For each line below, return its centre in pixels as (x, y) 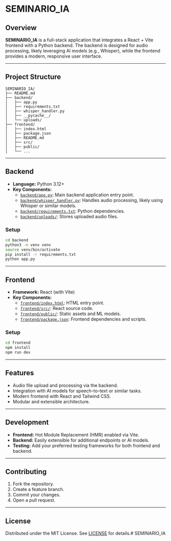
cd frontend (18, 343)
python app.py (20, 259)
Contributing (26, 472)
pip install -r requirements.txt (41, 254)
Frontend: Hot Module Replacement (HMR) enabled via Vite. (76, 434)
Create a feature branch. (38, 490)
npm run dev (18, 352)
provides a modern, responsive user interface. (54, 56)
